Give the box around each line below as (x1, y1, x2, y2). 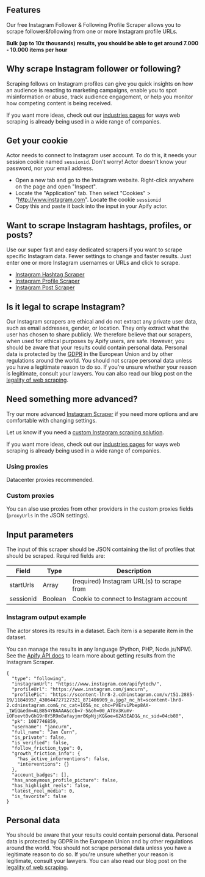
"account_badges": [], (12, 772, 70, 778)
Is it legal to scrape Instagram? (6, 302, 126, 312)
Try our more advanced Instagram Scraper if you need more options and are (6, 410, 198, 418)
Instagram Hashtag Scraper (15, 271, 85, 278)
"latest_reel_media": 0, (12, 788, 75, 794)
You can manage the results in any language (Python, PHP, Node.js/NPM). (6, 645, 193, 653)
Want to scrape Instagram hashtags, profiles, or (6, 220, 192, 231)
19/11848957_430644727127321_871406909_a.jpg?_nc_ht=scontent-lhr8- (6, 697, 184, 703)
